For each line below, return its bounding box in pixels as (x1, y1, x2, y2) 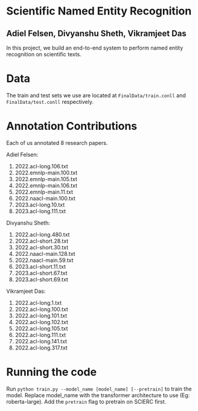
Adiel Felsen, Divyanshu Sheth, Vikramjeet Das (6, 28, 187, 39)
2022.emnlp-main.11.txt (14, 188, 74, 196)
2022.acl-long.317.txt (14, 344, 68, 351)
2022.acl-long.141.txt (14, 337, 68, 345)
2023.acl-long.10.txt (14, 201, 65, 208)
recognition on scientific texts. (6, 51, 81, 58)
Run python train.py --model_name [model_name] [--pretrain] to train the (6, 385, 192, 392)
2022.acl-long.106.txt (14, 162, 68, 170)
